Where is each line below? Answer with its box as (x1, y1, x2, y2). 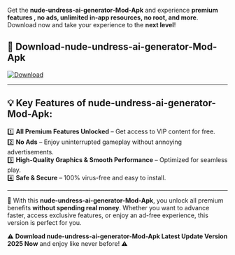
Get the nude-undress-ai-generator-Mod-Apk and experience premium (7, 6, 218, 14)
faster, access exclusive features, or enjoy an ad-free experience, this (7, 211, 208, 219)
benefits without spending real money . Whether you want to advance (7, 203, 210, 212)
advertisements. (7, 147, 54, 156)
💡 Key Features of (7, 97, 86, 109)
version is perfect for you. (7, 218, 82, 226)
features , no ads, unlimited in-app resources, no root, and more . (7, 13, 199, 22)
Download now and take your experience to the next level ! (7, 21, 176, 29)
